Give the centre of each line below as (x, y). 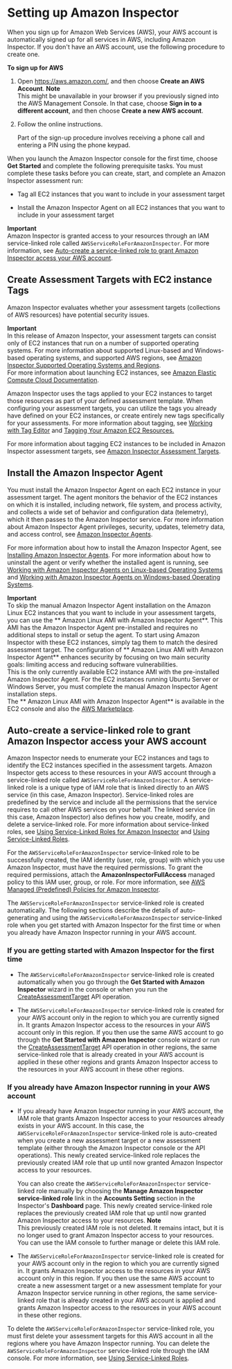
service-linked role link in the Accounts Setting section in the (106, 1198)
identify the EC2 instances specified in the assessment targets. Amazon (110, 765)
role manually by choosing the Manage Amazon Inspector (119, 1190)
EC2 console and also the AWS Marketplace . (71, 708)
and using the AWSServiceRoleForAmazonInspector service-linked (131, 918)
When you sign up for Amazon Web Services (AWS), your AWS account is (113, 32)
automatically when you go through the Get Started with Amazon (111, 982)
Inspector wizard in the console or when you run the (92, 989)
